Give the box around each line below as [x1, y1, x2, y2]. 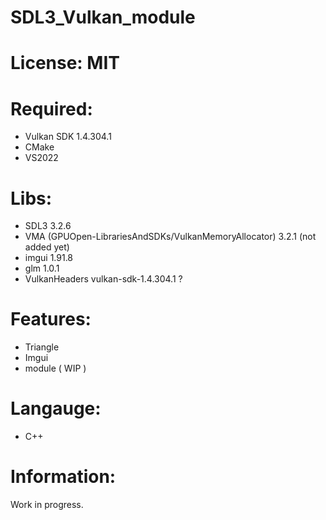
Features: [10, 308, 92, 331]
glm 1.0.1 [24, 262, 60, 275]
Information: [10, 466, 117, 488]
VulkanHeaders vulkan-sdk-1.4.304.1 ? [24, 273, 183, 285]
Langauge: [10, 397, 102, 420]
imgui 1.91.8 [24, 252, 74, 264]
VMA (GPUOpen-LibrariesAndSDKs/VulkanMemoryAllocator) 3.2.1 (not [24, 231, 317, 243]
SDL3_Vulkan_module [10, 6, 196, 29]
